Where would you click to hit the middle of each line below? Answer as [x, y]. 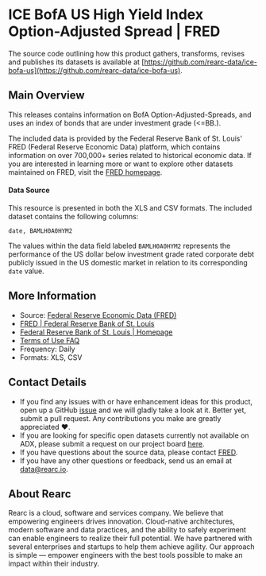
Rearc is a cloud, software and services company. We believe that [116, 513]
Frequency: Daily [47, 349]
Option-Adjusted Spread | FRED [114, 31]
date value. [27, 271]
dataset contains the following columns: [73, 216]
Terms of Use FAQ [50, 340]
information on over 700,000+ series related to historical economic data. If [130, 155]
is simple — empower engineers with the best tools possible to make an [125, 555]
